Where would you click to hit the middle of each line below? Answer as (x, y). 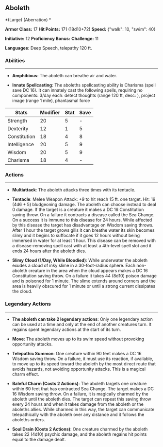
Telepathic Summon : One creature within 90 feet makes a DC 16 (77, 353)
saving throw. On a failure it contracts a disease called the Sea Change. (83, 215)
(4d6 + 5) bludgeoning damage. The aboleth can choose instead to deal (84, 205)
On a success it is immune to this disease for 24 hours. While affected (82, 220)
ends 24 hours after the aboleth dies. (49, 251)
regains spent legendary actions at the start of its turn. (66, 329)
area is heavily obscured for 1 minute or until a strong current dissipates (84, 286)
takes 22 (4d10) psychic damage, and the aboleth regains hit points (79, 434)
